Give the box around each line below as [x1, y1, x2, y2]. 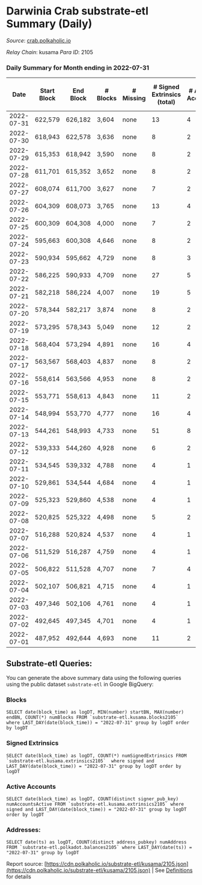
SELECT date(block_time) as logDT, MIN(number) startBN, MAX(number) [6, 709, 185, 715]
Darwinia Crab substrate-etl [6, 4, 148, 18]
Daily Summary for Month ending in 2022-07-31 [6, 63, 149, 72]
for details [6, 873, 31, 880]
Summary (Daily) [6, 17, 93, 31]
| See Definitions [151, 867, 193, 874]
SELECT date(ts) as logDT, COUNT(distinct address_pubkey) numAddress [6, 839, 187, 845]
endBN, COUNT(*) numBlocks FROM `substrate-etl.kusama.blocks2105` [6, 714, 179, 721]
